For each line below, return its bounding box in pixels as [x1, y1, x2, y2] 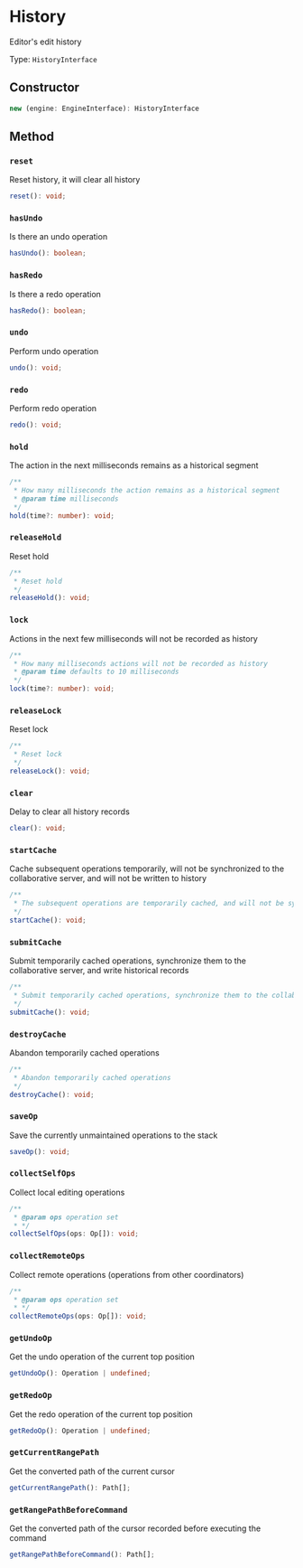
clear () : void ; [9, 824, 67, 833]
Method [9, 129, 55, 145]
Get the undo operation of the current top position [9, 1351, 196, 1362]
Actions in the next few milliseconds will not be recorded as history [9, 633, 259, 643]
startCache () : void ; [9, 915, 87, 925]
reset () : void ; [9, 192, 67, 201]
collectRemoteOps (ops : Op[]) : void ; [9, 1312, 147, 1321]
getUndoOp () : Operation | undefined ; [9, 1369, 151, 1378]
